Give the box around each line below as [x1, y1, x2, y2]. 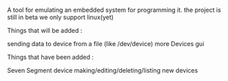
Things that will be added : [7, 27, 83, 34]
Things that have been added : [7, 53, 94, 61]
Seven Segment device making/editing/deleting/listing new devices [7, 67, 198, 74]
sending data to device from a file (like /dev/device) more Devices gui [7, 40, 205, 47]
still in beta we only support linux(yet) [7, 13, 114, 21]
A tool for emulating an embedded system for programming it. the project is [7, 6, 222, 14]
